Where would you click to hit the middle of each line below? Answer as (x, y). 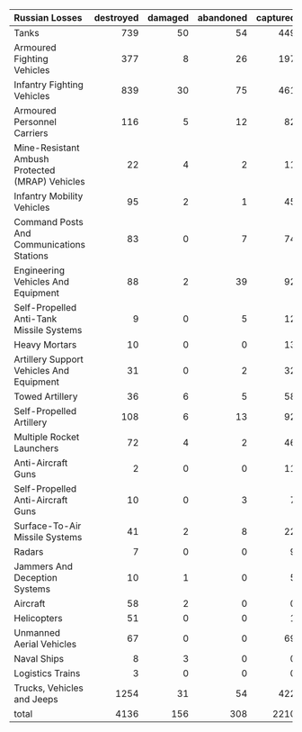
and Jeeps (36, 699)
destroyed (116, 18)
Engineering (40, 271)
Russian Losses (48, 18)
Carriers (31, 133)
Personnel (35, 122)
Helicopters (38, 618)
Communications (49, 244)
